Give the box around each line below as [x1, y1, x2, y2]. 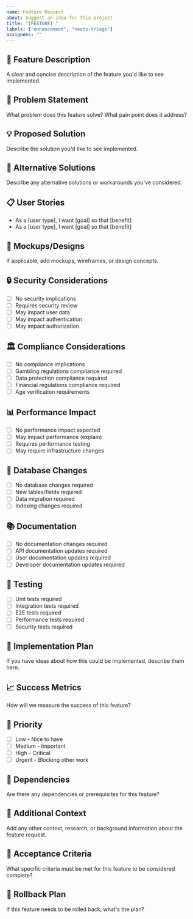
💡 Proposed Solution [6, 129, 86, 139]
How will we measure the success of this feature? [6, 701, 131, 709]
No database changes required [15, 481, 93, 489]
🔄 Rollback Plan [6, 889, 66, 899]
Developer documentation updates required [15, 561, 125, 569]
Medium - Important [15, 742, 66, 750]
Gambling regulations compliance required [15, 367, 122, 375]
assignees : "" [6, 32, 43, 38]
